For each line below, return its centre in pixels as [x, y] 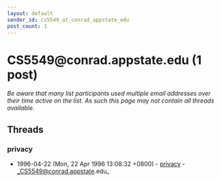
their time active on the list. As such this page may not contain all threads [111, 101]
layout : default [30, 13]
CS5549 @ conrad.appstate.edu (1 [104, 60]
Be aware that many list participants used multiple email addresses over [109, 94]
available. [21, 108]
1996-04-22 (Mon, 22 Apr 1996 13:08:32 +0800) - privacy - [101, 164]
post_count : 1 [27, 26]
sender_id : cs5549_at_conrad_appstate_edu [68, 20]
